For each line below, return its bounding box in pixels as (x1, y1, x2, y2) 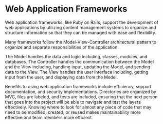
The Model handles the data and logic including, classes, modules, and (5, 53, 147, 59)
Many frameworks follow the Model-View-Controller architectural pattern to (5, 39, 157, 45)
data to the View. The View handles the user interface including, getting (5, 69, 148, 75)
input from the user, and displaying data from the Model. (5, 74, 118, 80)
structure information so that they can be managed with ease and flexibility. (5, 30, 157, 35)
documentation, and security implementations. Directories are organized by (5, 89, 157, 94)
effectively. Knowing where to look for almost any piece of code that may (5, 104, 152, 110)
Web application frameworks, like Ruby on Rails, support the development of (5, 19, 159, 25)
